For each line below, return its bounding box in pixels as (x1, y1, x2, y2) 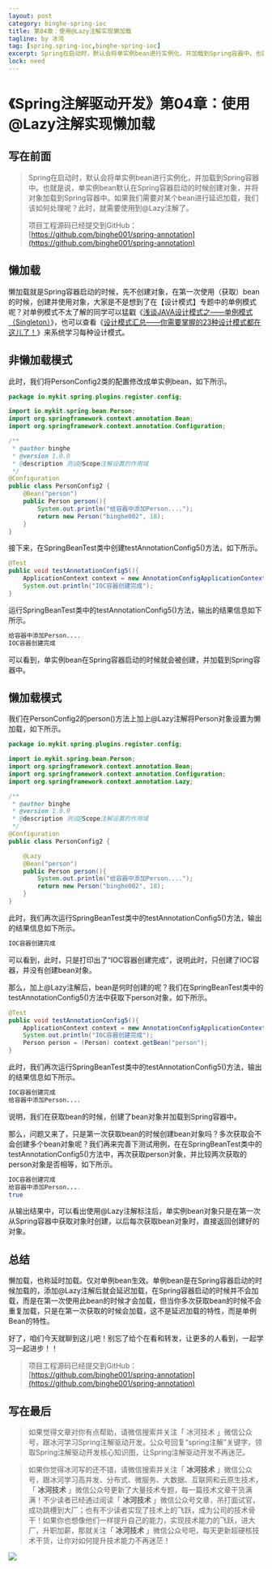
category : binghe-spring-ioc (8, 19, 107, 28)
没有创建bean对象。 (29, 965, 97, 974)
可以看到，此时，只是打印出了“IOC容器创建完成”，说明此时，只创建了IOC (8, 955, 253, 965)
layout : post (8, 11, 53, 20)
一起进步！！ (15, 1343, 58, 1353)
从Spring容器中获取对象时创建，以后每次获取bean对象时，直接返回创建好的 (8, 1216, 261, 1226)
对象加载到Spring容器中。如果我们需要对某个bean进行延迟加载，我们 (28, 192, 259, 203)
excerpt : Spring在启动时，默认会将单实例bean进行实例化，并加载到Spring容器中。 (8, 49, 257, 58)
